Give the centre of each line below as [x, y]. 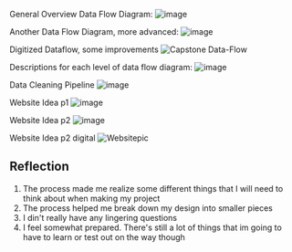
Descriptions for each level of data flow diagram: [101, 67]
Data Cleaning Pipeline [52, 85]
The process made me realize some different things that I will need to [153, 188]
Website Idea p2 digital [52, 138]
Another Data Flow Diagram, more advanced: [94, 31]
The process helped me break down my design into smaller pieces [148, 208]
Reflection [40, 167]
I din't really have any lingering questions [100, 217]
